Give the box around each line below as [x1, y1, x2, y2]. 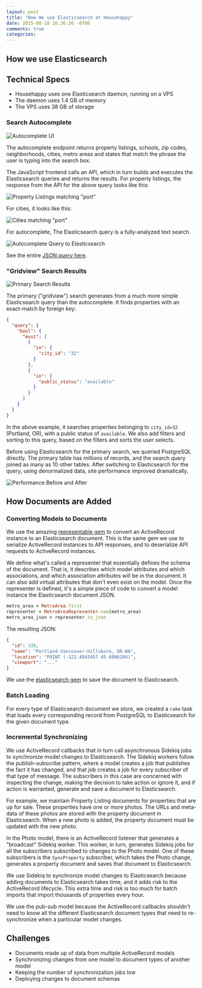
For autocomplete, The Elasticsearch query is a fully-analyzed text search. [6, 228, 191, 235]
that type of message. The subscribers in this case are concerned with [6, 772, 182, 779]
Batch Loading [6, 691, 50, 699]
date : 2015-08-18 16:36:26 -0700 [6, 20, 90, 26]
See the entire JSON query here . [6, 252, 87, 259]
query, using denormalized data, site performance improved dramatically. [6, 467, 189, 474]
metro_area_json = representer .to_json [6, 615, 107, 621]
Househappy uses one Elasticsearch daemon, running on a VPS [14, 90, 174, 97]
